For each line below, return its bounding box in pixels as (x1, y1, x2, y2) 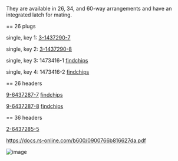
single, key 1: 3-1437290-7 (6, 34, 71, 41)
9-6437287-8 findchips (6, 103, 64, 110)
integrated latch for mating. (6, 11, 72, 18)
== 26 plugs (6, 23, 36, 29)
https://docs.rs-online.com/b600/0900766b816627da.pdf (6, 137, 146, 144)
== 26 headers (6, 80, 42, 87)
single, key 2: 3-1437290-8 (6, 45, 72, 52)
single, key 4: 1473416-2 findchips (6, 68, 90, 75)
